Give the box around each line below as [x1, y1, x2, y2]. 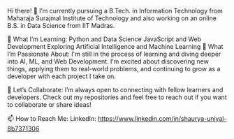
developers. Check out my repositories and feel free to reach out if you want [7, 93, 227, 101]
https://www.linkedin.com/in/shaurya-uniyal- [97, 115, 227, 122]
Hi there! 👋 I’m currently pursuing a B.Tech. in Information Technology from [7, 7, 224, 15]
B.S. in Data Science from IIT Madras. [7, 22, 115, 29]
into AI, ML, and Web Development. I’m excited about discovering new [7, 57, 210, 66]
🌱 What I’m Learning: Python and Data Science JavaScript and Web [7, 35, 202, 43]
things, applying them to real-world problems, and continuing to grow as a [7, 65, 221, 73]
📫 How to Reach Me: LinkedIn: [7, 115, 96, 122]
